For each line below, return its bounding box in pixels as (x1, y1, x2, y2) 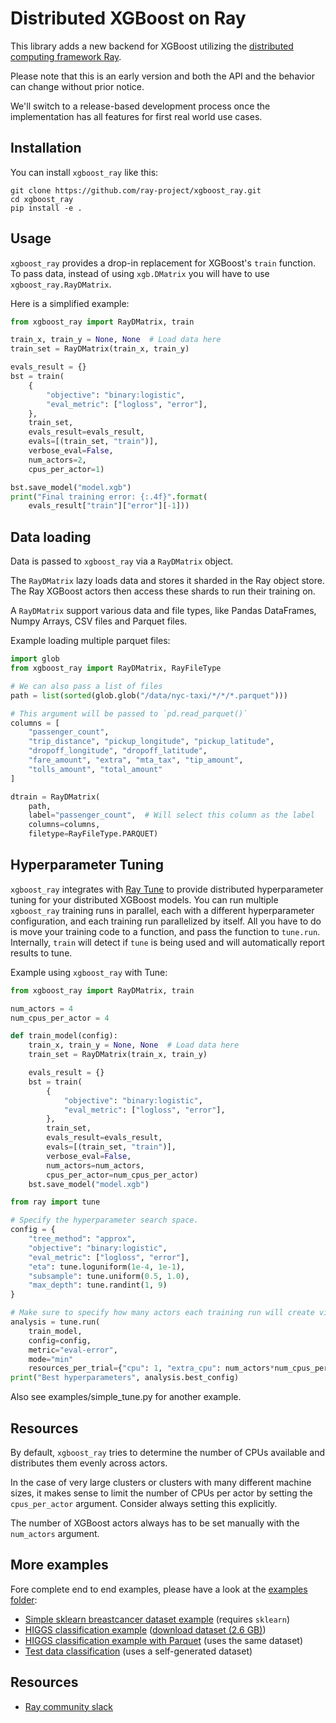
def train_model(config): (10, 1031, 118, 1041)
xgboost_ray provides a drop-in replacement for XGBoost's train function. (10, 257, 317, 269)
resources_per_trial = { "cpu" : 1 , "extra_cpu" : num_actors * (28, 1363, 275, 1374)
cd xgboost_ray (10, 194, 74, 204)
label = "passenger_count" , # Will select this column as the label (28, 810, 315, 821)
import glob (10, 654, 60, 664)
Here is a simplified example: (10, 297, 130, 309)
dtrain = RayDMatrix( (10, 792, 101, 802)
